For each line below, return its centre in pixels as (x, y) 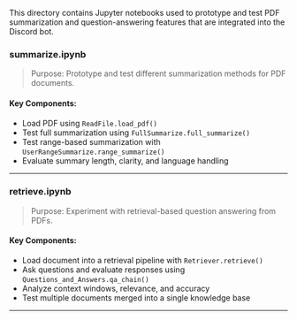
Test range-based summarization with (91, 141)
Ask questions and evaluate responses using (103, 270)
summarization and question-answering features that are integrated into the (147, 22)
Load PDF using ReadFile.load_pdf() (89, 123)
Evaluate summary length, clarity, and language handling (125, 160)
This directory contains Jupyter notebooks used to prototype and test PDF (145, 13)
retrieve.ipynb (41, 192)
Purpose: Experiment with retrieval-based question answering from (153, 210)
